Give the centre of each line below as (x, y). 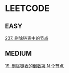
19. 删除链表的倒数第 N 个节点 (34, 66)
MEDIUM (19, 54)
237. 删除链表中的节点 (27, 38)
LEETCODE (27, 8)
